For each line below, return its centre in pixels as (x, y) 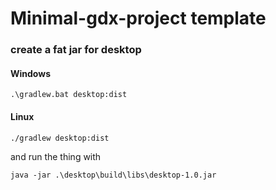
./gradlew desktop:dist (60, 138)
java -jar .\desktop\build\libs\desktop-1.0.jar (113, 175)
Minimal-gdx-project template (138, 18)
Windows (30, 73)
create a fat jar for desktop (76, 50)
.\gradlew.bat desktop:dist (69, 95)
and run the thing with (56, 156)
